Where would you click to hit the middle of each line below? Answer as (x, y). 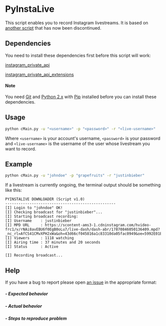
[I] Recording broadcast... (34, 255)
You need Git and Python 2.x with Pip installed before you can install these (81, 97)
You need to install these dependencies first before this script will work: (78, 55)
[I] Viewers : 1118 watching (40, 238)
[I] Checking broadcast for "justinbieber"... (54, 212)
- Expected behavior (27, 293)
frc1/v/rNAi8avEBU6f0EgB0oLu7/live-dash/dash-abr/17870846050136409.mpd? (83, 230)
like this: (14, 190)
